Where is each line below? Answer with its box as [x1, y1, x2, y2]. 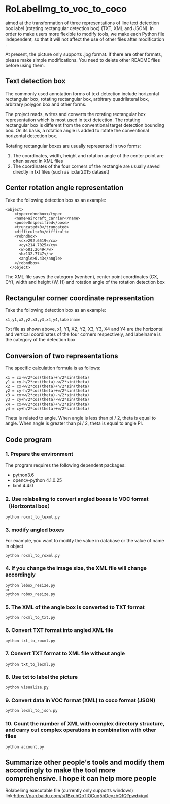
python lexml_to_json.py [5, 708, 58, 713]
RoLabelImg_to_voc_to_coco [5, 3, 127, 15]
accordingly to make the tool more [5, 766, 116, 774]
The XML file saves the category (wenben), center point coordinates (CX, [5, 273, 159, 280]
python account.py [5, 744, 44, 750]
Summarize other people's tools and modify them [5, 758, 165, 766]
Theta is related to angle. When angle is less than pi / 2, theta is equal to [5, 415, 156, 421]
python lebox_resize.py [5, 583, 56, 588]
